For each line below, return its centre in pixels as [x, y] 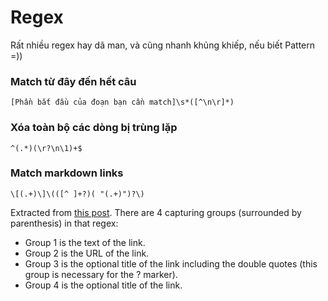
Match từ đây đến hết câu [73, 81]
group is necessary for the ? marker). [101, 274]
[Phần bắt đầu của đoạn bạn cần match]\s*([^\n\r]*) [122, 102]
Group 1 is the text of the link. [85, 242]
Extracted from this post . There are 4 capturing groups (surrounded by [156, 212]
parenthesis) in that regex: [64, 223]
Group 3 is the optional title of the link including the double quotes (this [171, 263]
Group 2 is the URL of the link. [87, 253]
